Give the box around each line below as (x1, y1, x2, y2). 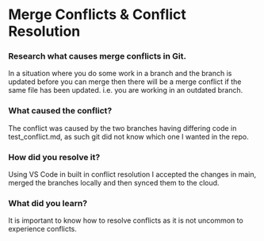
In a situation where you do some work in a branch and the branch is (8, 69, 232, 78)
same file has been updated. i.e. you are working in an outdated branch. (8, 86, 243, 95)
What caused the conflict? (8, 105, 113, 117)
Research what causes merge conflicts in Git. (8, 51, 186, 62)
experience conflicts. (8, 224, 78, 234)
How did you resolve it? (8, 151, 101, 163)
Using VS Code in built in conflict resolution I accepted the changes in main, (8, 170, 257, 179)
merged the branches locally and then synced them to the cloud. (8, 178, 220, 188)
